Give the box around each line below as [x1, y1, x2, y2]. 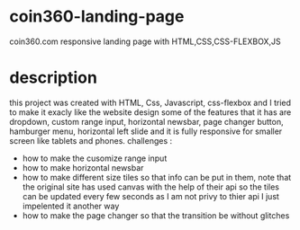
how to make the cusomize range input [22, 153, 168, 164]
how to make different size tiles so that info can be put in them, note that [22, 172, 292, 182]
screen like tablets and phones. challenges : [9, 135, 173, 146]
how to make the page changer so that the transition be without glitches [22, 209, 290, 221]
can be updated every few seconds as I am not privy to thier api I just [22, 190, 279, 201]
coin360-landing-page [9, 6, 185, 27]
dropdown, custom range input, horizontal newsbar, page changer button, [9, 116, 284, 127]
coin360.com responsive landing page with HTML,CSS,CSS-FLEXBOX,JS [9, 36, 281, 47]
